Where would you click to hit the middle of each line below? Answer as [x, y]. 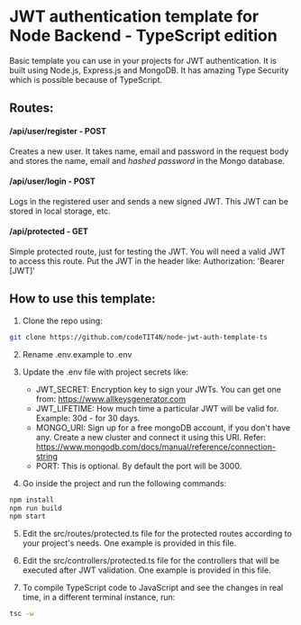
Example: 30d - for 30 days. [88, 418]
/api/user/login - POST [53, 181]
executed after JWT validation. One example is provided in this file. [147, 570]
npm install [32, 500]
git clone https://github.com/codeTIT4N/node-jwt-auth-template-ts [139, 337]
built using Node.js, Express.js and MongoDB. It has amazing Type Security [149, 70]
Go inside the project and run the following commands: [124, 483]
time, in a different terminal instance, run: [99, 597]
